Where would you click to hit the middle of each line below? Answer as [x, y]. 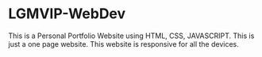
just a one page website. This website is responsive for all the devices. [124, 44]
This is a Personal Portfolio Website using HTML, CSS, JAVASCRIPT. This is [131, 36]
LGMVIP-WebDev [67, 14]
